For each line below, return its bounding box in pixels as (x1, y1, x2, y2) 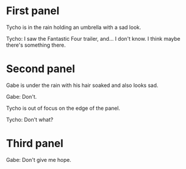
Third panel (6, 137, 64, 150)
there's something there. (6, 41, 66, 48)
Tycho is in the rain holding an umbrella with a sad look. (6, 24, 142, 31)
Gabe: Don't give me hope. (6, 156, 71, 163)
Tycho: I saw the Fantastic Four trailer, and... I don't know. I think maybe (6, 35, 181, 42)
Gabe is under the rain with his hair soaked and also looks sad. (6, 82, 158, 89)
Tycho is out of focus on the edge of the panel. (6, 105, 120, 112)
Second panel (6, 62, 76, 76)
